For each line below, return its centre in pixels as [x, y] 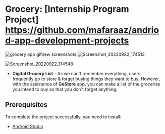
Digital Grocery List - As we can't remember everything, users [76, 73]
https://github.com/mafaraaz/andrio [82, 30]
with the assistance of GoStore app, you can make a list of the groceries [86, 84]
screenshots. [65, 54]
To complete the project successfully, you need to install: [63, 117]
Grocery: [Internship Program [67, 9]
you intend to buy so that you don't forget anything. [65, 89]
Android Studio [27, 126]
